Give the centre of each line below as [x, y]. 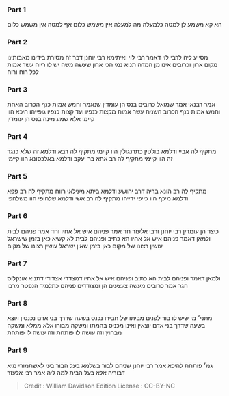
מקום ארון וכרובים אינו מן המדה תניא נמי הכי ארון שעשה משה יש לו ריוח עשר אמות [112, 64]
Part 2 [17, 42]
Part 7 [17, 263]
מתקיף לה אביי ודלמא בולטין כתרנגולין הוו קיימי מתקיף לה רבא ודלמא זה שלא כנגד [112, 151]
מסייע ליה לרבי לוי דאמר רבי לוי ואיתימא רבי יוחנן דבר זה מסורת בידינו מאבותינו [108, 57]
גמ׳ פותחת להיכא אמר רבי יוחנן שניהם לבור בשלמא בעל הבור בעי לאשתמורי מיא [110, 365]
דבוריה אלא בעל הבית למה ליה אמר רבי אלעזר [66, 372]
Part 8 [17, 303]
